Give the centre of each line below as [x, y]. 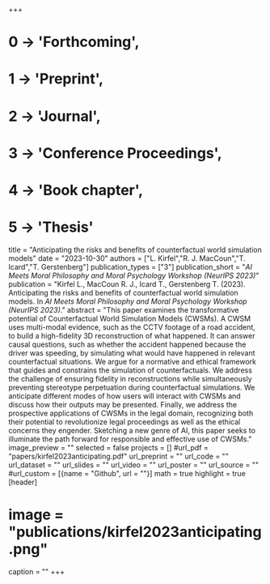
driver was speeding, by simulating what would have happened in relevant [132, 352]
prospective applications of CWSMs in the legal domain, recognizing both [131, 413]
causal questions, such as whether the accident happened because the [127, 344]
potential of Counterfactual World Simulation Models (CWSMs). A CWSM [130, 318]
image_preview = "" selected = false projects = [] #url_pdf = [108, 447]
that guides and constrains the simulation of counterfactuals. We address [131, 370]
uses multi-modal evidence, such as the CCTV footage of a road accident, [132, 327]
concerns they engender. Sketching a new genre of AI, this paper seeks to [132, 430]
